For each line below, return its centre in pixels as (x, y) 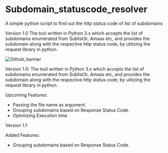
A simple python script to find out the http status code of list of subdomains (84, 23)
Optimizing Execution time (40, 116)
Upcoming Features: (27, 95)
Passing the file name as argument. (49, 104)
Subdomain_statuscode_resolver (76, 9)
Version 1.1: (17, 125)
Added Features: (23, 135)
